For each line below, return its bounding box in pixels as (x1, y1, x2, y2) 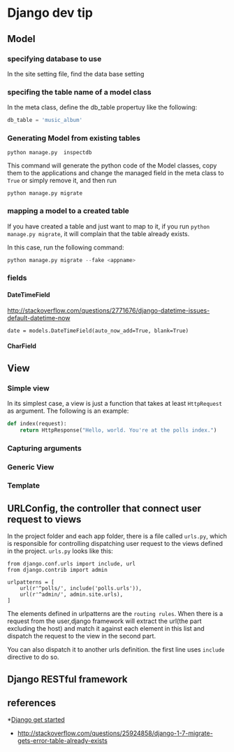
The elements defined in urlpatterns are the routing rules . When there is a (7, 610, 224, 618)
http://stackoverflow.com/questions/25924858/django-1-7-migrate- (17, 729, 213, 737)
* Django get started (7, 716, 65, 724)
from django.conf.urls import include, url (7, 561, 136, 568)
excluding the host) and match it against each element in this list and (7, 624, 205, 633)
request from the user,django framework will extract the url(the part (7, 617, 202, 625)
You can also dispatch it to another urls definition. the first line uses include (7, 645, 225, 654)
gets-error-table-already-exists (17, 737, 108, 745)
